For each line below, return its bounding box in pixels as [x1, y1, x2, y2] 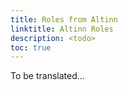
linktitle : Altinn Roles [10, 24, 114, 34]
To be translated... [10, 70, 85, 82]
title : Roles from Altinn [10, 14, 118, 25]
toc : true [10, 42, 52, 53]
